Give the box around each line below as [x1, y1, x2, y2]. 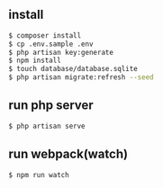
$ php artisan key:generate [8, 48, 114, 57]
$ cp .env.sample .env [8, 40, 94, 49]
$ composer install [8, 31, 82, 40]
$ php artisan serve [8, 121, 86, 130]
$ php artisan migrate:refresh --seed [8, 73, 154, 82]
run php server [8, 98, 94, 113]
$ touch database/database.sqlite [8, 65, 139, 74]
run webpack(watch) [8, 147, 128, 162]
